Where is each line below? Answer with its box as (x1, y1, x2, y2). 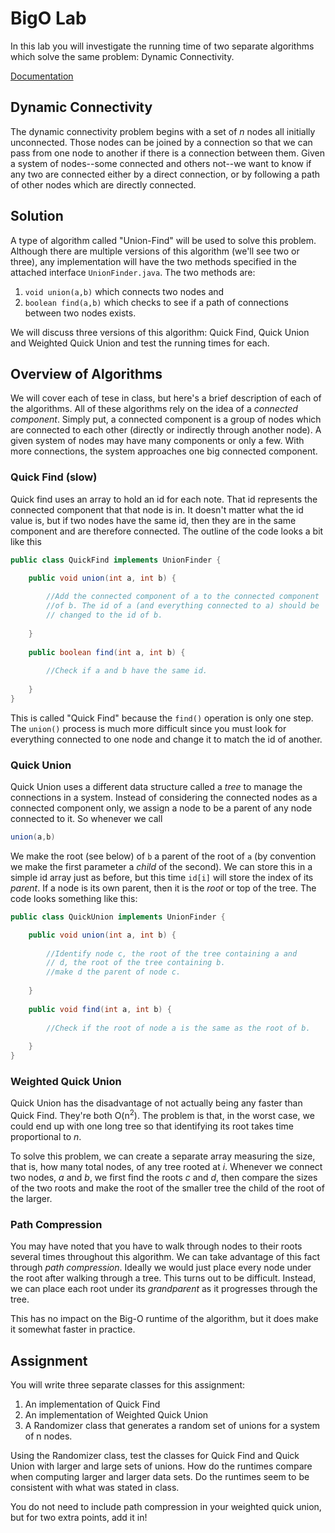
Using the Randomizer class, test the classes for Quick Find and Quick (10, 1450, 300, 1462)
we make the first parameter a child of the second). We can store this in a (10, 860, 313, 872)
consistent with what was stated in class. (10, 1482, 180, 1494)
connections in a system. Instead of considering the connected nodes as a (10, 792, 318, 804)
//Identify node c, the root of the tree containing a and (46, 948, 298, 959)
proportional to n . (10, 1131, 82, 1143)
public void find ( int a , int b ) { (28, 1004, 172, 1014)
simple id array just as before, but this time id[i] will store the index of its (10, 871, 314, 883)
